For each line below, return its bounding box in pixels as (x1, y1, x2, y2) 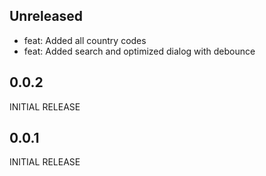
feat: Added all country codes (23, 34, 147, 46)
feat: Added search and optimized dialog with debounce (23, 45, 256, 57)
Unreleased (9, 8, 84, 25)
